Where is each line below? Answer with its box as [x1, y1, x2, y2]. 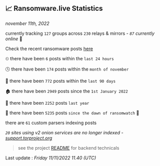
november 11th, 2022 [5, 20, 50, 27]
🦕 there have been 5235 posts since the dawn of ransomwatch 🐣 [5, 109, 139, 116]
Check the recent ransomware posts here [5, 45, 93, 52]
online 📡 [5, 35, 23, 42]
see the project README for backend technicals [17, 145, 119, 151]
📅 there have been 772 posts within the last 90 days [5, 78, 116, 84]
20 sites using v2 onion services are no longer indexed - [5, 129, 124, 135]
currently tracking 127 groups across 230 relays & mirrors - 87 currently [5, 30, 155, 36]
